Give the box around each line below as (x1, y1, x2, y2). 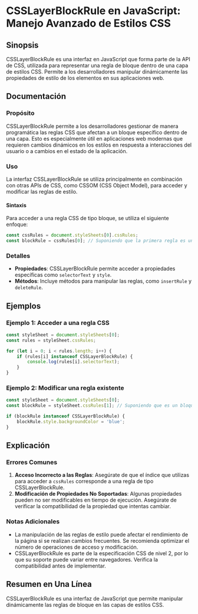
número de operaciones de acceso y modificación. (14, 543, 138, 550)
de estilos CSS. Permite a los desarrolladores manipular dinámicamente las (6, 68, 188, 75)
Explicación (6, 440, 50, 451)
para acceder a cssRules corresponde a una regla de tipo (14, 478, 154, 485)
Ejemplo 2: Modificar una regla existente (6, 384, 124, 392)
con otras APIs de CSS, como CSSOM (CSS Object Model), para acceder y (6, 181, 187, 189)
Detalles (6, 251, 31, 260)
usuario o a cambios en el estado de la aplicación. (6, 147, 128, 154)
